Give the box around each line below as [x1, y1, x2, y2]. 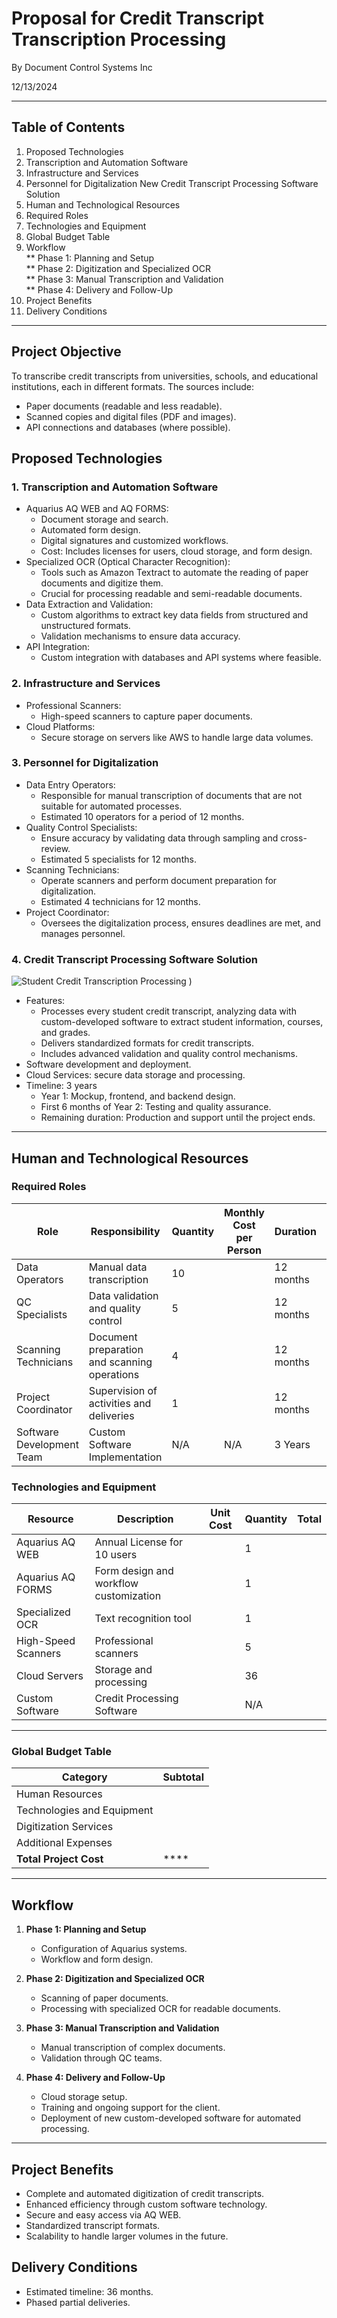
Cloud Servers [16, 1669, 84, 1683]
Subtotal [162, 1770, 204, 1784]
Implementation [88, 1450, 163, 1464]
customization [94, 1589, 162, 1603]
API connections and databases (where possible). [25, 421, 231, 433]
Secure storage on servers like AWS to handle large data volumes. [40, 731, 314, 743]
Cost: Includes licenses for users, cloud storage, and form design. [40, 545, 313, 557]
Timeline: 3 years [25, 1080, 98, 1092]
